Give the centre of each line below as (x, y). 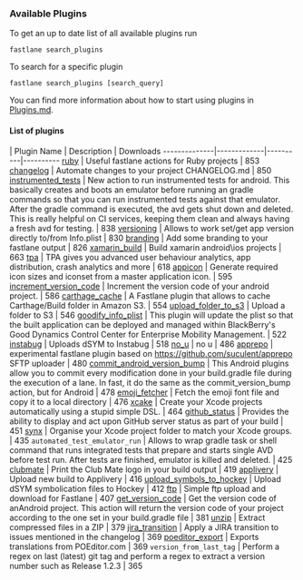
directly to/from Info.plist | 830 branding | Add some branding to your (139, 238)
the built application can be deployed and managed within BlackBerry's (142, 324)
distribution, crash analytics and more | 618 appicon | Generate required (144, 267)
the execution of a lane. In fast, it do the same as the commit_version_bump (150, 382)
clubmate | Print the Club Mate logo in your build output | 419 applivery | (144, 469)
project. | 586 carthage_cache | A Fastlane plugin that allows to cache (140, 295)
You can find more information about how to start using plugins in (132, 100)
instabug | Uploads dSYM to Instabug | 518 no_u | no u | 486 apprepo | (142, 344)
